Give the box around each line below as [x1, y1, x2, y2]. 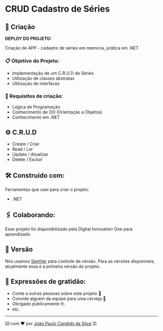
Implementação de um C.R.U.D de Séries [12, 70, 94, 76]
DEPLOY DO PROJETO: [5, 35, 52, 41]
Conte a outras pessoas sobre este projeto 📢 [12, 290, 102, 296]
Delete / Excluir [12, 157, 43, 162]
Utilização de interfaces [12, 81, 60, 87]
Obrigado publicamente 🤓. [12, 300, 65, 307]
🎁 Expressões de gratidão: [5, 278, 86, 286]
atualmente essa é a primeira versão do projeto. [5, 263, 101, 269]
